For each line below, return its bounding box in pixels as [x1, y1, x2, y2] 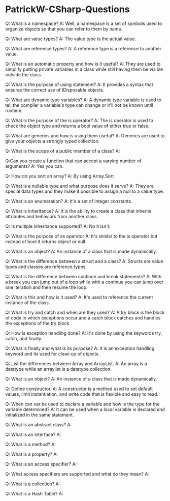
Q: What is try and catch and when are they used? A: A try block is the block [5, 309, 165, 315]
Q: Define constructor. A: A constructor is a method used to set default [5, 386, 153, 392]
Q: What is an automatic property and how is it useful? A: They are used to [5, 61, 161, 67]
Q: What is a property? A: [5, 451, 58, 457]
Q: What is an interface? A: [5, 431, 61, 437]
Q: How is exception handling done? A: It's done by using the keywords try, [5, 330, 162, 336]
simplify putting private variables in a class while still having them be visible [5, 66, 163, 72]
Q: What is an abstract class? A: [5, 421, 72, 428]
